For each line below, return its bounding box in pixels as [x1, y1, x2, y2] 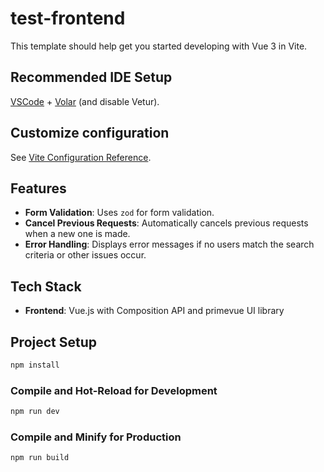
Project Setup [10, 333, 98, 351]
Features [10, 180, 67, 197]
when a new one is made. [24, 228, 131, 240]
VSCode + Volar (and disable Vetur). [10, 95, 160, 107]
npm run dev [10, 407, 60, 417]
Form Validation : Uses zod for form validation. [24, 207, 215, 219]
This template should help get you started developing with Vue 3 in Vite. [10, 40, 308, 52]
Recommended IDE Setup [10, 69, 173, 86]
